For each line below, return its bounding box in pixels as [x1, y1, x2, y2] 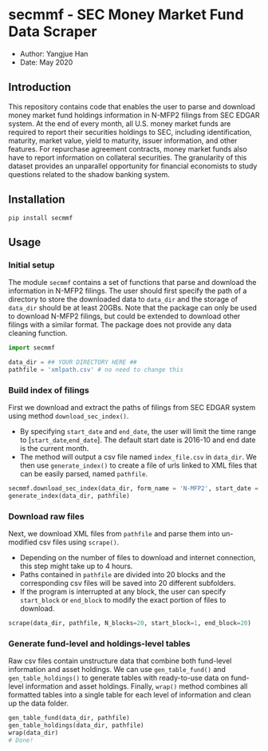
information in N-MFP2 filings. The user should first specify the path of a [8, 286, 247, 296]
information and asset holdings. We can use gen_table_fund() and [8, 665, 226, 674]
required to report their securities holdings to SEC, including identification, [8, 127, 253, 136]
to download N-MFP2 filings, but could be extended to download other [8, 311, 241, 321]
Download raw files [8, 511, 85, 522]
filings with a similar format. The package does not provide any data [8, 320, 232, 330]
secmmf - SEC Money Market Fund [8, 6, 244, 24]
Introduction [8, 81, 72, 94]
